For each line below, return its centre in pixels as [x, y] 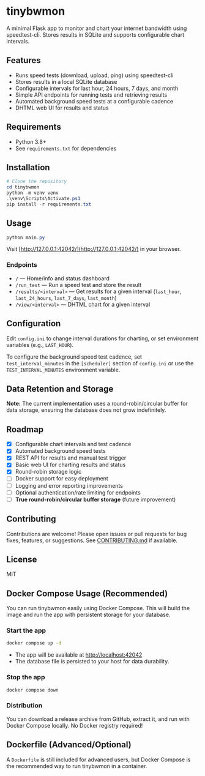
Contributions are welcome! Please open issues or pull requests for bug [97, 534]
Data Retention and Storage [60, 389]
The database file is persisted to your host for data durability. [92, 662]
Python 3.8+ [31, 141]
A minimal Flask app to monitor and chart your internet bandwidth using [97, 28]
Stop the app [26, 677]
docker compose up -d [34, 643]
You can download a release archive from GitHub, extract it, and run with [98, 719]
